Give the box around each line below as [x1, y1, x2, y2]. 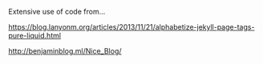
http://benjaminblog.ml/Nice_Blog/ [8, 46, 122, 55]
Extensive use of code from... [8, 7, 106, 16]
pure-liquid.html [8, 31, 62, 40]
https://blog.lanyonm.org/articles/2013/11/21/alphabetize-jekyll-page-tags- [8, 22, 255, 31]
